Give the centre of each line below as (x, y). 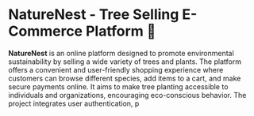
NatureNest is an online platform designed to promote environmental (121, 53)
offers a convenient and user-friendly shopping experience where (116, 69)
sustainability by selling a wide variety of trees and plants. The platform (125, 62)
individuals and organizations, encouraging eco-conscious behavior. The (127, 95)
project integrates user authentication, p (74, 103)
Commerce (46, 31)
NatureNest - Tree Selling (94, 15)
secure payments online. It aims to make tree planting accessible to (118, 86)
